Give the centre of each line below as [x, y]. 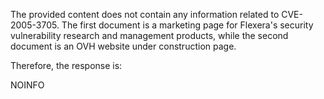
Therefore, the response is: [66, 65]
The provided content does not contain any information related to [145, 14]
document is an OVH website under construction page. [123, 46]
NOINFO [27, 85]
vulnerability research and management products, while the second [149, 35]
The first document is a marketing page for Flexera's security [187, 25]
